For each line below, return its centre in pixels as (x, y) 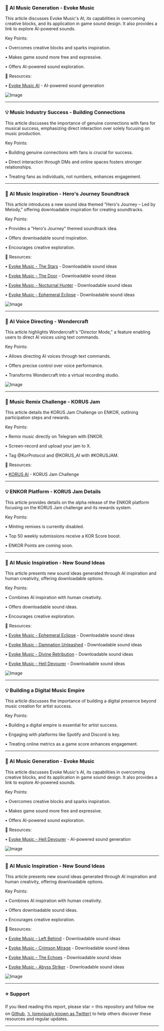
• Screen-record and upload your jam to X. (48, 446)
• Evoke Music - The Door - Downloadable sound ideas (61, 276)
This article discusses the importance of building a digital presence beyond (81, 701)
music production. (23, 133)
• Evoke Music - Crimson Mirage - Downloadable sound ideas (67, 948)
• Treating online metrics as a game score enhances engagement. (72, 744)
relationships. (19, 167)
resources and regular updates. (37, 1019)
